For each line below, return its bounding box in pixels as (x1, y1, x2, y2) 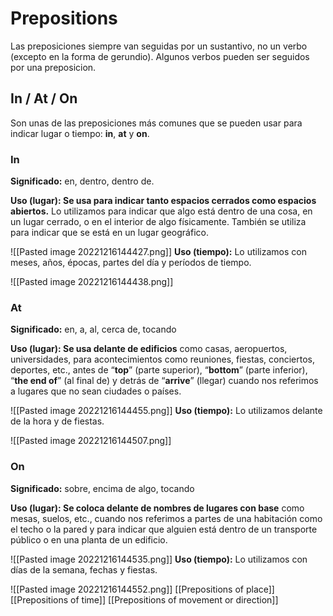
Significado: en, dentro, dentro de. (10, 175, 155, 187)
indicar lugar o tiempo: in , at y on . (10, 127, 150, 139)
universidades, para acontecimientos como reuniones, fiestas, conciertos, (10, 353, 315, 366)
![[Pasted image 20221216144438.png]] (10, 276, 174, 288)
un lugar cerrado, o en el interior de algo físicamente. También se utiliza (10, 216, 307, 228)
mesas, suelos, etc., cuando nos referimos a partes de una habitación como (10, 512, 323, 524)
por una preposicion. (10, 61, 97, 73)
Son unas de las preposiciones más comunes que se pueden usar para (10, 117, 303, 129)
